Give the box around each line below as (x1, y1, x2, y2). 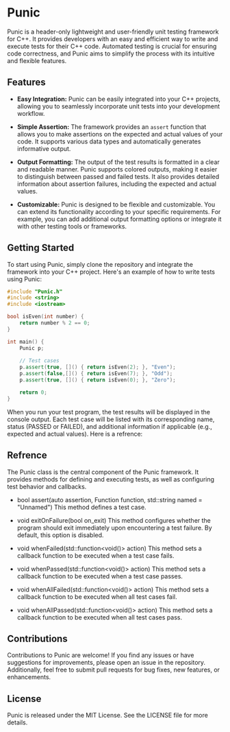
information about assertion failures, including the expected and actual (16, 180, 217, 188)
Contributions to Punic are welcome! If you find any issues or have (7, 651, 194, 659)
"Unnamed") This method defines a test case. (16, 503, 146, 511)
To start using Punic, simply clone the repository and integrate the (7, 260, 194, 268)
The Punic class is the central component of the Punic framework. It (7, 468, 199, 476)
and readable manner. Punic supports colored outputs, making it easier (16, 165, 218, 173)
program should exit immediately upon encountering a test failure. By (16, 523, 212, 532)
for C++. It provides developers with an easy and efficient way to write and (7, 34, 218, 43)
